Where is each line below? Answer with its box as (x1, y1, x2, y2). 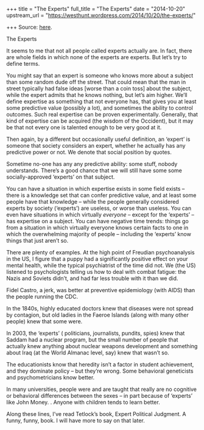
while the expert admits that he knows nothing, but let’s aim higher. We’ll (6, 91, 188, 98)
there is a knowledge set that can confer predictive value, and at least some (6, 192, 197, 199)
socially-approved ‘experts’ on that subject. (6, 173, 115, 181)
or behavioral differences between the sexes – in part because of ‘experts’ (6, 392, 193, 399)
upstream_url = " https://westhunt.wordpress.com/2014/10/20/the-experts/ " (6, 12, 196, 19)
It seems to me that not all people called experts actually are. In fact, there (6, 47, 192, 54)
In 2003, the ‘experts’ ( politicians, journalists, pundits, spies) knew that (6, 329, 185, 337)
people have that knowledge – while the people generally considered (6, 198, 180, 205)
